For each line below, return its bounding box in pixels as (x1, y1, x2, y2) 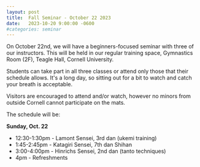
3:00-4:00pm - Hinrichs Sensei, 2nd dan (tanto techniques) (15, 147, 166, 155)
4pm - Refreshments (15, 154, 68, 161)
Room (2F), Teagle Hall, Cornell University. (6, 56, 114, 63)
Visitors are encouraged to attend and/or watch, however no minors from (6, 92, 191, 100)
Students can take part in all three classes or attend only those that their (6, 68, 189, 75)
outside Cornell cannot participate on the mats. (6, 99, 126, 106)
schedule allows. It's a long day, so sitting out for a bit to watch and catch (6, 74, 192, 81)
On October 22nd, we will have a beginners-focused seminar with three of (6, 43, 194, 50)
